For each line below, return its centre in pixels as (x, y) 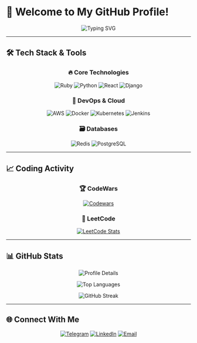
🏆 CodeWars (98, 188)
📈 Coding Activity (40, 169)
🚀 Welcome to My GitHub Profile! (87, 12)
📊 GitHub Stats (35, 256)
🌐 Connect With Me (43, 320)
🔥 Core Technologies (98, 73)
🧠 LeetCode (98, 218)
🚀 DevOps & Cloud (98, 100)
